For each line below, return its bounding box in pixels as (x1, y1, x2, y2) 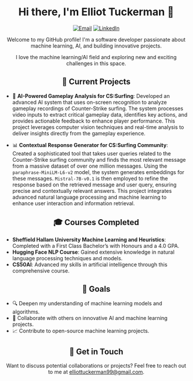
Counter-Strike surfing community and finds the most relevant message (12, 156, 187, 163)
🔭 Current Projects (62, 77, 131, 87)
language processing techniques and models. (12, 254, 123, 261)
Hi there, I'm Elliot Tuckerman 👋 (18, 5, 175, 19)
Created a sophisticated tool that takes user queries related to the (12, 149, 171, 157)
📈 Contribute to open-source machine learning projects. (12, 328, 150, 335)
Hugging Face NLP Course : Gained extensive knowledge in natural (12, 249, 175, 256)
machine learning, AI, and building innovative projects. (31, 42, 162, 49)
